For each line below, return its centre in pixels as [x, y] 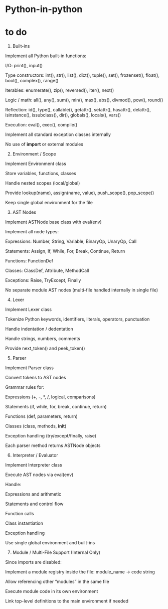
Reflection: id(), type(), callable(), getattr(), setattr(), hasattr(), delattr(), [78, 110]
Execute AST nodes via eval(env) [39, 475]
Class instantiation [24, 523]
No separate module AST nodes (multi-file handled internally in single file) [82, 290]
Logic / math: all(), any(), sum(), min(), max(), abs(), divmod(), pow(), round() [84, 100]
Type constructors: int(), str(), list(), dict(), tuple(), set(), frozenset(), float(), [82, 75]
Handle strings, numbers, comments [43, 339]
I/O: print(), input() [24, 66]
